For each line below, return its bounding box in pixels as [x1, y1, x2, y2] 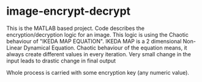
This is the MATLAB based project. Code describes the [6, 24, 145, 32]
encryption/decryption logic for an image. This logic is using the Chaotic [6, 31, 189, 38]
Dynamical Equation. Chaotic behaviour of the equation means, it [23, 44, 188, 51]
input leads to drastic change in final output [6, 57, 116, 64]
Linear [6, 44, 23, 51]
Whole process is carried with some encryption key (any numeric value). [6, 69, 190, 76]
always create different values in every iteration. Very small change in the [6, 50, 192, 58]
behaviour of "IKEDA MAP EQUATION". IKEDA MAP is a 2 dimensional [6, 37, 182, 45]
